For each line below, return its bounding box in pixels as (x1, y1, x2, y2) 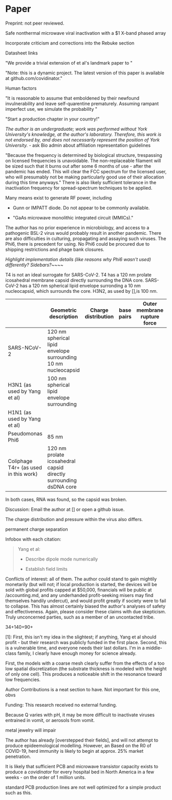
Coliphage (8, 457, 33, 465)
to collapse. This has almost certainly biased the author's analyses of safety (5, 603, 165, 609)
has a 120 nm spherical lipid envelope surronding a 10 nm (19, 283, 141, 289)
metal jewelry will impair (5, 727, 56, 733)
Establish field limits (25, 566, 68, 572)
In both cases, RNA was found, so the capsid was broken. (5, 496, 127, 503)
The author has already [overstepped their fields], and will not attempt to (5, 737, 159, 743)
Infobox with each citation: (5, 536, 61, 542)
